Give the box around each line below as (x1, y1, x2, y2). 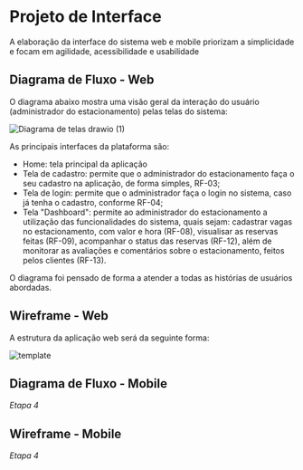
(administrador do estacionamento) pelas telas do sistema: (9, 106, 228, 117)
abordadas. (9, 282, 52, 293)
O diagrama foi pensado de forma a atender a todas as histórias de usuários (9, 272, 293, 283)
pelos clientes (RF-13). (22, 254, 107, 265)
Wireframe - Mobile (9, 426, 122, 441)
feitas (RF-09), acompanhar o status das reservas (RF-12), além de (22, 235, 272, 246)
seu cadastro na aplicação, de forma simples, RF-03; (22, 177, 221, 188)
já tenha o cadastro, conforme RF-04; (22, 197, 164, 207)
